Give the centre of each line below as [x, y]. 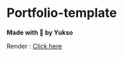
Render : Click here [35, 46]
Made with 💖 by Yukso [40, 32]
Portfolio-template [62, 13]
